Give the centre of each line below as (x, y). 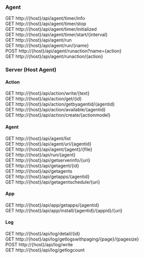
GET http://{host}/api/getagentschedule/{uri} (53, 182)
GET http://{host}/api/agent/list (38, 138)
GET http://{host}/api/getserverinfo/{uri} (48, 160)
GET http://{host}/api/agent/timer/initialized (51, 29)
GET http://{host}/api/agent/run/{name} (47, 46)
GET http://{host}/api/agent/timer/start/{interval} (56, 35)
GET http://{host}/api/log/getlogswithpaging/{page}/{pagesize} (72, 239)
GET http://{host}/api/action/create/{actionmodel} (58, 115)
